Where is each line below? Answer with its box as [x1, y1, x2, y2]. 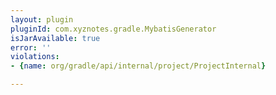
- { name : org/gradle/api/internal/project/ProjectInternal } [10, 61, 267, 71]
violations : [10, 52, 60, 62]
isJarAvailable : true [10, 33, 101, 43]
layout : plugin [10, 14, 74, 25]
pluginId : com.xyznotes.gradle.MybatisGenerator [10, 24, 217, 34]
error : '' [10, 42, 52, 53]
